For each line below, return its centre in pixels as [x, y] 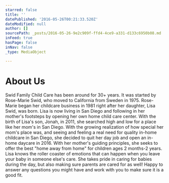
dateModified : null [26, 24]
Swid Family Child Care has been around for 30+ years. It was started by [81, 95]
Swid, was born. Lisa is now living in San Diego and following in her [75, 111]
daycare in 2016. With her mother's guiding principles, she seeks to [88, 143]
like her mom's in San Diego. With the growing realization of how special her [84, 127]
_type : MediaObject [26, 52]
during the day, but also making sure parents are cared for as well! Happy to [84, 164]
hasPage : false [21, 43]
